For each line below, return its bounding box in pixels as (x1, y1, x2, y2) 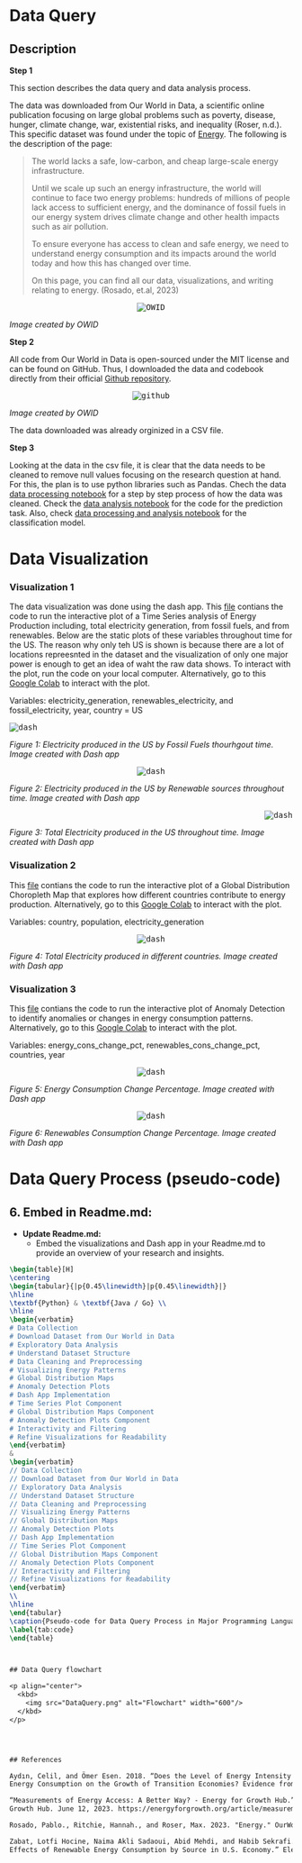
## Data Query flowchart (9, 1666, 102, 1675)
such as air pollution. (31, 222, 110, 232)
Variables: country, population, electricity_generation (9, 916, 205, 927)
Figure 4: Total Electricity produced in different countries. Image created (9, 950, 278, 961)
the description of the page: (9, 139, 112, 149)
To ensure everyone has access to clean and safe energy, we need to (31, 239, 289, 249)
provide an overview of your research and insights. (35, 1248, 225, 1259)
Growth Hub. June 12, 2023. (9, 1804, 115, 1813)
